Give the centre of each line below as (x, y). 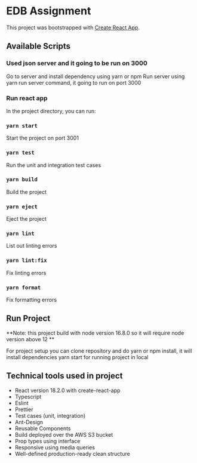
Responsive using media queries (55, 447)
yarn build (22, 180)
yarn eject (22, 206)
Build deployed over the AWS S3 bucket (64, 434)
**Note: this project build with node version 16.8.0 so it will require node (95, 333)
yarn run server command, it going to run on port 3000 (74, 82)
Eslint (21, 403)
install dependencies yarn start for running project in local (77, 357)
